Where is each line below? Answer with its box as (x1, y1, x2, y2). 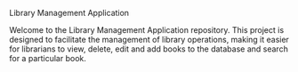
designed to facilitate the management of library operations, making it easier (9, 35, 289, 44)
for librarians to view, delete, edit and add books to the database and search (9, 44, 289, 54)
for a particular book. (9, 53, 87, 63)
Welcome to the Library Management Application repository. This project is (9, 25, 285, 35)
